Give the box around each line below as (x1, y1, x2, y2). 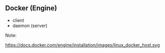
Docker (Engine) (5, 4, 57, 12)
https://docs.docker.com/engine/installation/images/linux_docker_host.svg (5, 42, 160, 48)
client (12, 17, 24, 23)
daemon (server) (12, 22, 48, 28)
